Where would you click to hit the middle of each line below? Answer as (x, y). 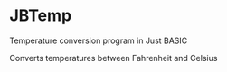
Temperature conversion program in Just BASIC (99, 40)
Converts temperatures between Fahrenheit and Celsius (113, 58)
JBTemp (41, 16)
